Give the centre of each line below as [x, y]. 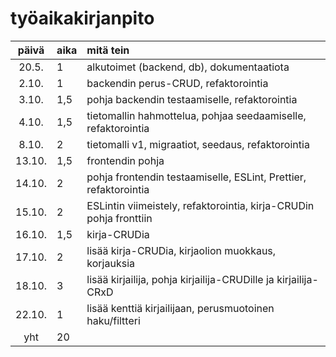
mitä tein [108, 50]
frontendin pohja [125, 160]
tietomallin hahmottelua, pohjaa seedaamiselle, [196, 115]
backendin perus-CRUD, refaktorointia [177, 83]
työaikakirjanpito [82, 18]
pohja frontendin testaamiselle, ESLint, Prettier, [196, 177]
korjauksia [110, 263]
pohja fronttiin [119, 218]
